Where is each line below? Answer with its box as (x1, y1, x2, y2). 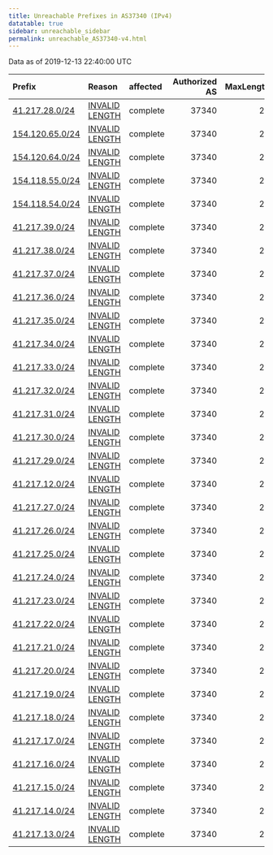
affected (128, 81, 162, 93)
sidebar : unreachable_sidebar (8, 27, 111, 35)
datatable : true (8, 19, 63, 28)
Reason (88, 81, 118, 93)
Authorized (172, 76, 218, 88)
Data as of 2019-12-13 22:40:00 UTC (8, 57, 132, 67)
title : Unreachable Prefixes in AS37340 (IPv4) (8, 11, 173, 20)
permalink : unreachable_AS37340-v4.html (8, 34, 148, 43)
